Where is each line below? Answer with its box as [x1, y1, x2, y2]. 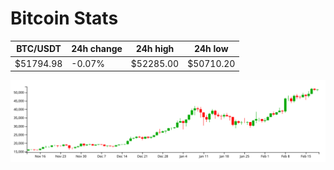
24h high [135, 43, 175, 55]
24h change [71, 43, 123, 55]
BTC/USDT [16, 43, 62, 55]
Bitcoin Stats [10, 7, 119, 30]
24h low [193, 43, 229, 55]
